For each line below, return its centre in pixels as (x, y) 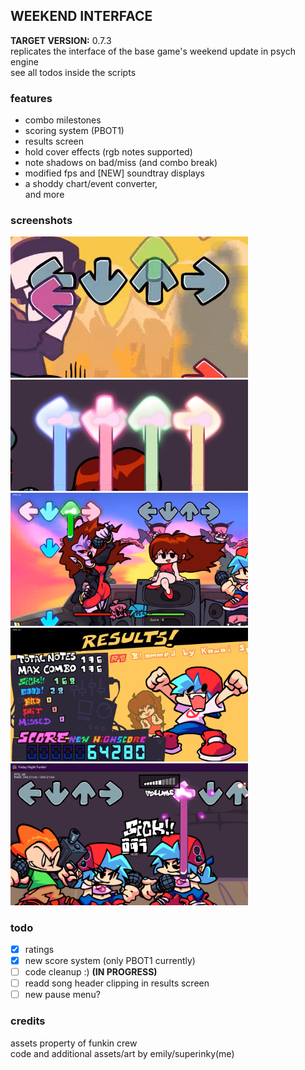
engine (24, 61)
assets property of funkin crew (74, 1043)
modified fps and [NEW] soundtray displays (114, 173)
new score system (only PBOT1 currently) (110, 961)
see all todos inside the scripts (73, 72)
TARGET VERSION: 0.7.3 (61, 40)
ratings (39, 949)
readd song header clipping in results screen (117, 983)
